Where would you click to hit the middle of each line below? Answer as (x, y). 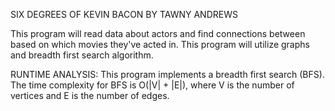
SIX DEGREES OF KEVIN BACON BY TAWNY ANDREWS (124, 14)
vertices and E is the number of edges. (90, 95)
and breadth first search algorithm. (82, 55)
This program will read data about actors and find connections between (158, 33)
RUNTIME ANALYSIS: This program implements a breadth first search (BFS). (167, 74)
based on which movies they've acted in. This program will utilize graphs (160, 44)
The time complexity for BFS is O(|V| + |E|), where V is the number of (152, 85)
